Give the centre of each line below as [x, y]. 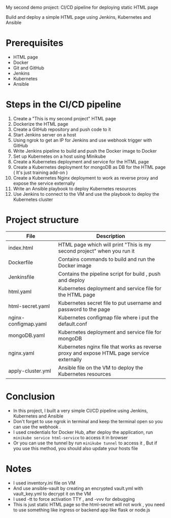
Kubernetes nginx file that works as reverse [110, 347]
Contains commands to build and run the [107, 259]
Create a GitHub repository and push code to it [62, 129]
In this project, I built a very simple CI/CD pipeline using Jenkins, [80, 410]
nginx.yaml [21, 353]
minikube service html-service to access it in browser [71, 437]
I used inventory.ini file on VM [44, 483]
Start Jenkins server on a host [45, 134]
